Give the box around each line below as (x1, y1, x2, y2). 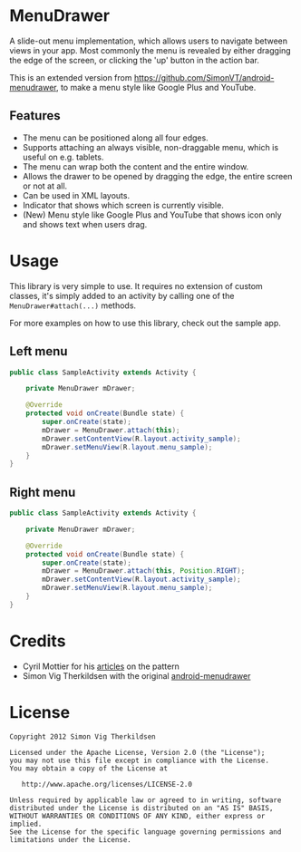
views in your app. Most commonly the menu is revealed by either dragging (9, 44, 292, 55)
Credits (9, 631, 66, 651)
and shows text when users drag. (22, 218, 148, 229)
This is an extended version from (9, 72, 132, 82)
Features (9, 108, 61, 123)
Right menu (9, 484, 76, 499)
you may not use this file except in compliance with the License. (9, 756, 270, 765)
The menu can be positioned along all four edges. (22, 132, 209, 143)
